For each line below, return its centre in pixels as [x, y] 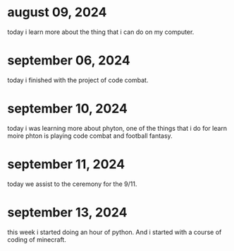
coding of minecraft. [37, 239]
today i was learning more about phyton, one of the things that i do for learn [117, 128]
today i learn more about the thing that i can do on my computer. [101, 32]
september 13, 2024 [67, 212]
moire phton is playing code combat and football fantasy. [90, 136]
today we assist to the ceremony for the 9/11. [72, 184]
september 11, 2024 [66, 164]
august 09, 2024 [57, 12]
